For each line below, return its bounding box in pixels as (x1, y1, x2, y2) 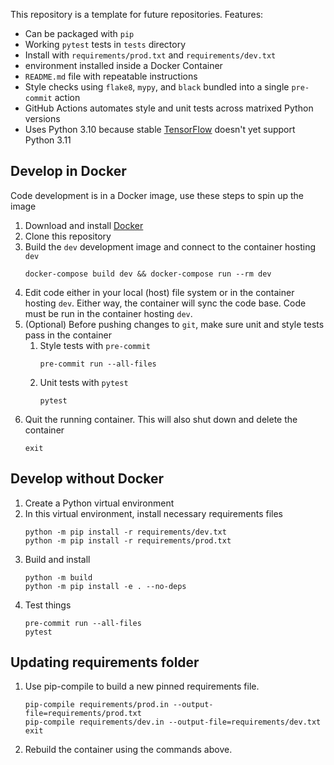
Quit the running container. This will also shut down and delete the (24, 413, 298, 425)
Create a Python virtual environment (24, 497, 175, 509)
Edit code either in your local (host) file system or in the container (24, 286, 295, 298)
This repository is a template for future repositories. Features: (10, 9, 264, 20)
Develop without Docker (10, 470, 164, 488)
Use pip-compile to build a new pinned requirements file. (24, 680, 260, 693)
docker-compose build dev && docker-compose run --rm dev (24, 269, 272, 279)
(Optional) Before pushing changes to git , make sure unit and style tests (24, 318, 325, 330)
